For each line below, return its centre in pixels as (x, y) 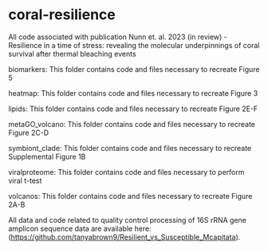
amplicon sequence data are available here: (80, 228)
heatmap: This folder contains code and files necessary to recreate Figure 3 (133, 93)
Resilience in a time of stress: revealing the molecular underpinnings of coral (134, 45)
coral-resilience (62, 15)
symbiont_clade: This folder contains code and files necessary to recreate (130, 148)
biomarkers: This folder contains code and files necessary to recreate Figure (134, 69)
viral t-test (25, 181)
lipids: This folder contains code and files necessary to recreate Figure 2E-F (133, 109)
